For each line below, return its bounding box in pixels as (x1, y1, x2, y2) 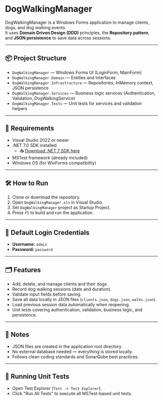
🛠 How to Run (5, 179, 49, 187)
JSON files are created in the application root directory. (12, 343, 123, 349)
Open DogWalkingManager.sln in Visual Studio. (12, 200, 103, 205)
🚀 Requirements (5, 124, 54, 133)
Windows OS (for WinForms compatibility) (12, 160, 97, 166)
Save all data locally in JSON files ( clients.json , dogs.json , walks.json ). (12, 297, 157, 302)
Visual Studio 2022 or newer (12, 137, 69, 143)
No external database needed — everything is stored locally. (12, 349, 133, 354)
